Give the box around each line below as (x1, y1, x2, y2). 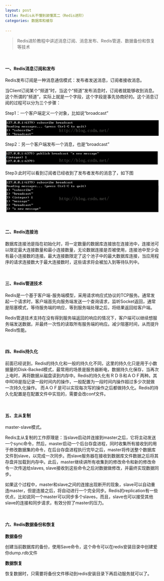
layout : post (5, 8, 32, 13)
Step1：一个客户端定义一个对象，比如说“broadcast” (5, 110, 109, 116)
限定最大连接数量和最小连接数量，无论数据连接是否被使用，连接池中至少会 (9, 247, 159, 252)
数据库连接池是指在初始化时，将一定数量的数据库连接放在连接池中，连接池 (5, 241, 155, 247)
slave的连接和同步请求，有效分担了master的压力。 (5, 500, 106, 506)
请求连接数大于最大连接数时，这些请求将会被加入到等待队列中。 (13, 259, 142, 265)
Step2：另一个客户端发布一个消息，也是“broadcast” (5, 142, 110, 147)
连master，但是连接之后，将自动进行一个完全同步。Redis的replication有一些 (5, 488, 158, 494)
